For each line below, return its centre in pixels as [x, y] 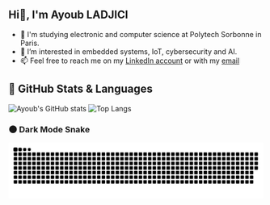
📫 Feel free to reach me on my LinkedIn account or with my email [130, 61]
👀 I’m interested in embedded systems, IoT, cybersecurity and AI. [129, 51]
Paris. [30, 43]
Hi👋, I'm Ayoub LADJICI [68, 15]
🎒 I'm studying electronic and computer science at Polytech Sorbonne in [141, 34]
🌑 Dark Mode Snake [49, 129]
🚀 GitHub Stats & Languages [81, 89]
